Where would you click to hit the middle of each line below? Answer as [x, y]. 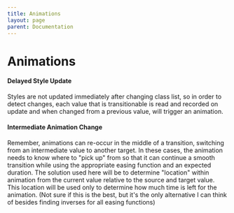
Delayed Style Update [40, 81]
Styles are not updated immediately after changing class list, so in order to [115, 96]
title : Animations [34, 14]
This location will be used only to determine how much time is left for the [112, 187]
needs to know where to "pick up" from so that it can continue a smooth [111, 157]
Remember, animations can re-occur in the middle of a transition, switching [116, 142]
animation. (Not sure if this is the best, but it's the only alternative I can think [117, 194]
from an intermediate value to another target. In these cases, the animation [115, 150]
